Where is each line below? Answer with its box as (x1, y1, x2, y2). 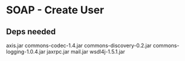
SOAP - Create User (6, 3, 105, 17)
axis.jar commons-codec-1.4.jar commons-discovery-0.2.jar (6, 42, 152, 49)
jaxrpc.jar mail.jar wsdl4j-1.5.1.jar (46, 48, 125, 55)
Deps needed (6, 27, 56, 37)
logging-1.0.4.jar (6, 48, 46, 55)
